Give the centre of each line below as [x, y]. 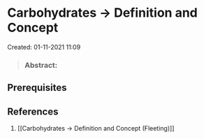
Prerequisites [37, 88]
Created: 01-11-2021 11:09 [44, 47]
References [33, 111]
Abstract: [41, 65]
